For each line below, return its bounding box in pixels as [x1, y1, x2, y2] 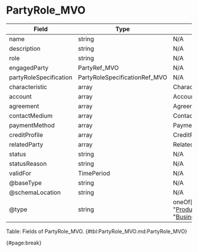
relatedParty [9, 140, 44, 148]
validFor [9, 169, 31, 177]
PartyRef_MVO [78, 63, 119, 71]
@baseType [9, 178, 42, 186]
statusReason [9, 159, 47, 168]
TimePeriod [78, 169, 110, 177]
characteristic [9, 83, 47, 91]
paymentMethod [9, 121, 55, 129]
